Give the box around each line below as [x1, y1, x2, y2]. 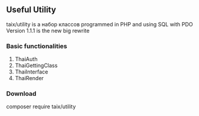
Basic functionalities [6, 42, 68, 50]
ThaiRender [14, 75, 44, 82]
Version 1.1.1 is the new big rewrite [6, 27, 90, 34]
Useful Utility [6, 5, 56, 15]
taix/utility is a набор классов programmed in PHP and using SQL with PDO [6, 20, 194, 28]
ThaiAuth [14, 56, 38, 63]
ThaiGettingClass [14, 62, 58, 69]
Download [6, 90, 37, 98]
